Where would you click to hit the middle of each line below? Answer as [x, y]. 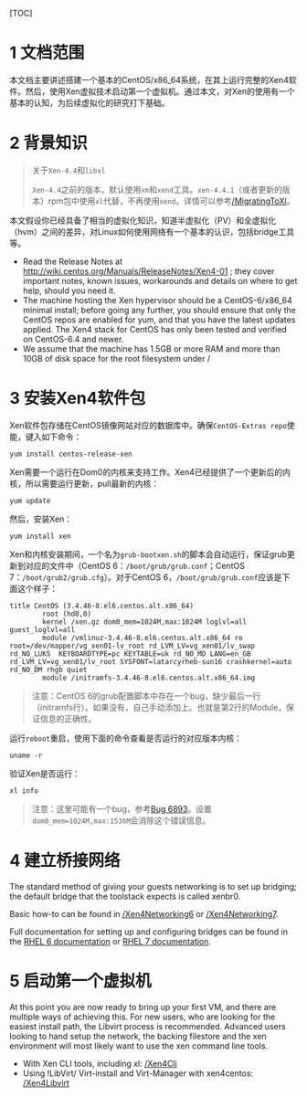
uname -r [26, 755]
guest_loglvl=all [42, 629]
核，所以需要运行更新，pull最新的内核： [85, 483]
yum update [30, 501]
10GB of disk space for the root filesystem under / [116, 358]
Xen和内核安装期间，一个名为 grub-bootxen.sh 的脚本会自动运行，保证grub [148, 554]
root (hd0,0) [67, 614]
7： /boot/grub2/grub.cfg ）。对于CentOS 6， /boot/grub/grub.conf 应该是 [146, 577]
